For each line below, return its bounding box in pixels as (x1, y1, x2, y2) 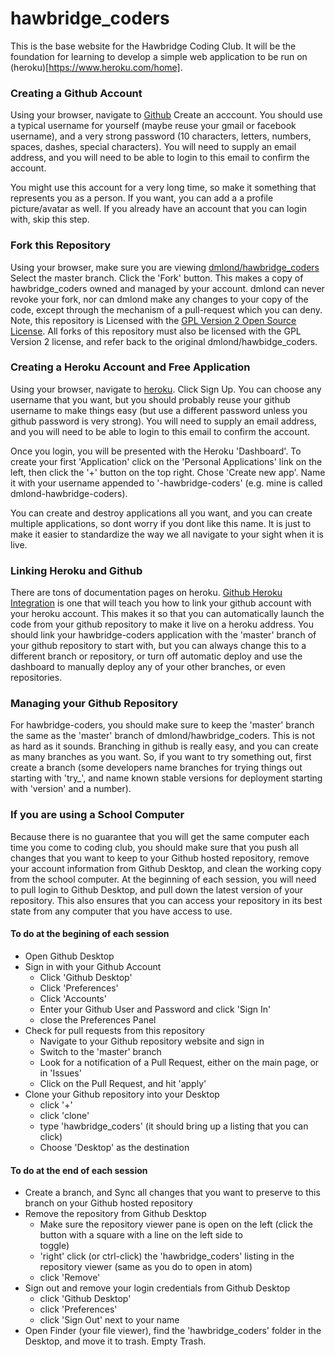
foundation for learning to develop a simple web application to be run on (10, 50, 308, 62)
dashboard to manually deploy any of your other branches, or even (10, 661, 286, 673)
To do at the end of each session (10, 1164, 148, 1176)
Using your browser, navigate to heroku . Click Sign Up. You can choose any (10, 383, 322, 395)
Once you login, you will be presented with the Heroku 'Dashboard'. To (10, 445, 302, 457)
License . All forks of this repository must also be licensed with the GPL (10, 325, 302, 337)
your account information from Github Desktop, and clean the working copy (10, 862, 322, 874)
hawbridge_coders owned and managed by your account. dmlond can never (10, 282, 325, 294)
